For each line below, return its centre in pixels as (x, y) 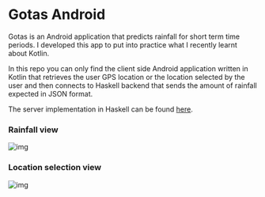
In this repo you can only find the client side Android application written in (128, 68)
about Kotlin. (29, 53)
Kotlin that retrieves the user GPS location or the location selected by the (127, 77)
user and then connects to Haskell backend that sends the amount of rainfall (132, 85)
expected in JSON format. (51, 93)
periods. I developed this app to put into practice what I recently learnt (123, 44)
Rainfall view (33, 130)
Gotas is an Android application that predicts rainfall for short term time (124, 36)
